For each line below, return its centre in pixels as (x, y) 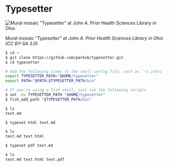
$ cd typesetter (22, 62)
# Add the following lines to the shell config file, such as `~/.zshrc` (85, 72)
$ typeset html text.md (30, 122)
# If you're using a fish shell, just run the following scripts (76, 90)
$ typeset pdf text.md (29, 146)
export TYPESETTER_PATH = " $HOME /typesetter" (52, 76)
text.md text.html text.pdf (35, 159)
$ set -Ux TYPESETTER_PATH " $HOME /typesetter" (55, 95)
